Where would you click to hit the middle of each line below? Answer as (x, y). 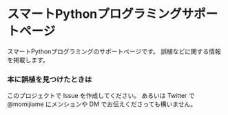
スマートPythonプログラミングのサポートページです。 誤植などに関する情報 (114, 51)
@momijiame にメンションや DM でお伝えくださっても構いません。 (102, 104)
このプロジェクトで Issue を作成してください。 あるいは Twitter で (101, 96)
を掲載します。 (28, 60)
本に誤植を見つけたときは (50, 79)
